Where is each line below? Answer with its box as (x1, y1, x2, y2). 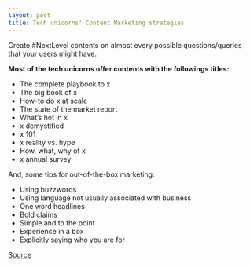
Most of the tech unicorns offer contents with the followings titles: (8, 64, 230, 73)
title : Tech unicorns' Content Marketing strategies (8, 19, 185, 27)
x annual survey (19, 154, 72, 163)
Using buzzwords (19, 185, 77, 194)
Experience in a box (19, 226, 84, 236)
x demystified (19, 121, 64, 130)
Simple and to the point (19, 218, 96, 228)
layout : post (8, 11, 51, 20)
